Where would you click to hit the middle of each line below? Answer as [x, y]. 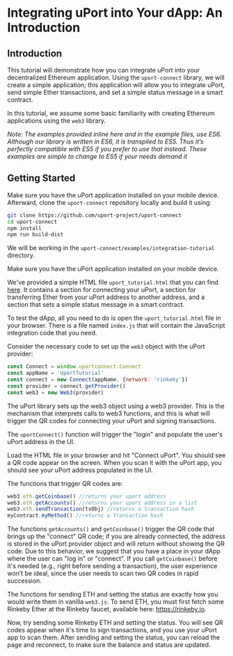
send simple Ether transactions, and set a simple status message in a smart [115, 92]
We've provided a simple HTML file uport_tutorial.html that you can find [113, 282]
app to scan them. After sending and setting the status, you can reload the [114, 638]
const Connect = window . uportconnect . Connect [74, 367]
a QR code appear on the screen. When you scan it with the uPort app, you [114, 462]
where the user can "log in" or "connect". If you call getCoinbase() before [112, 558]
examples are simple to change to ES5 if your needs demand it [97, 156]
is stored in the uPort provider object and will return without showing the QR [116, 544]
